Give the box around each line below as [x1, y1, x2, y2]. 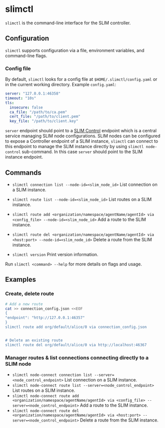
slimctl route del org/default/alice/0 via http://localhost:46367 [5, 342, 147, 347]
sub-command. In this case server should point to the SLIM [22, 149, 143, 155]
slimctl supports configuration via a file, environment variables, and [5, 47, 145, 53]
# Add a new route [5, 301, 43, 307]
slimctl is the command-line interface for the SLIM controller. [5, 20, 131, 26]
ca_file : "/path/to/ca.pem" [9, 109, 68, 114]
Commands [5, 168, 42, 177]
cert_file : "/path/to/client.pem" [9, 114, 81, 119]
